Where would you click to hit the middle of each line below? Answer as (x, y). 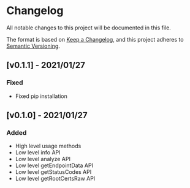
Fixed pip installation (41, 96)
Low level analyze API (43, 159)
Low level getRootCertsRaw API (55, 179)
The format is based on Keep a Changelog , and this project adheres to (95, 39)
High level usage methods (48, 146)
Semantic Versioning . (33, 46)
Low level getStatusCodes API (53, 172)
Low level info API (38, 152)
